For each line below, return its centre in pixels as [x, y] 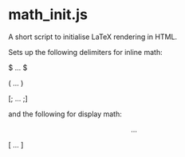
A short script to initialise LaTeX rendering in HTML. [93, 37]
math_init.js [48, 15]
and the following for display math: [65, 114]
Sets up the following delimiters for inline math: [85, 52]
